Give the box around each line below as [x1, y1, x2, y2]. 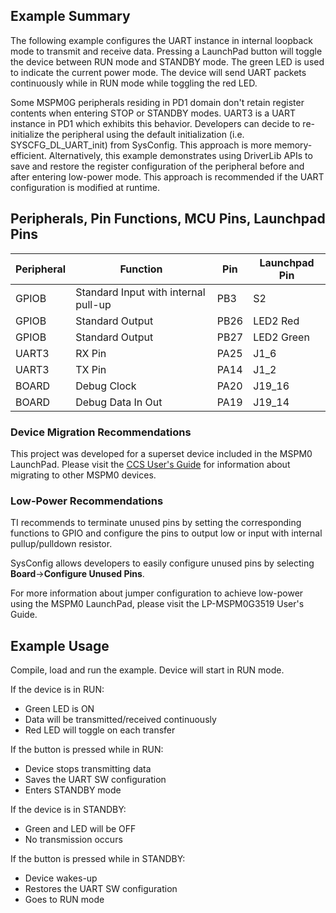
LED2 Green [253, 330, 310, 344]
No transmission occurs [24, 834, 123, 846]
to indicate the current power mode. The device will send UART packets [10, 66, 307, 78]
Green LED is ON [24, 703, 95, 715]
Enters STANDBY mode [24, 784, 122, 796]
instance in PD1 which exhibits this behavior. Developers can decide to [10, 117, 301, 129]
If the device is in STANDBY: [10, 804, 127, 816]
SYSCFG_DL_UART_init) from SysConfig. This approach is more [10, 139, 273, 151]
